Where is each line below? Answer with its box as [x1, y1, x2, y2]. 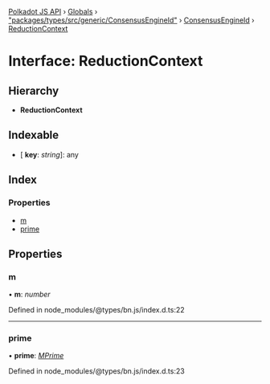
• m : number [8, 289, 51, 300]
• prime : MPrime [8, 351, 64, 361]
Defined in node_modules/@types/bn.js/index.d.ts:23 [8, 366, 185, 376]
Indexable [8, 129, 59, 142]
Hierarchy [8, 84, 59, 97]
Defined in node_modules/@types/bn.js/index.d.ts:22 [8, 305, 185, 315]
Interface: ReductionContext [8, 52, 203, 71]
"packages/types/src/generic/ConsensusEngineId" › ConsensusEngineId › [8, 15, 255, 25]
